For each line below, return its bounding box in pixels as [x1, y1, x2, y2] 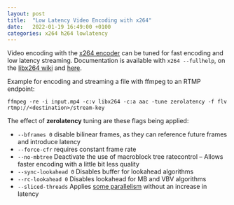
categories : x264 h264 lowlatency [7, 29, 109, 37]
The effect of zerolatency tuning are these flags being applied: [7, 117, 189, 125]
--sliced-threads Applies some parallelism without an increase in [17, 183, 207, 191]
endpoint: [7, 85, 35, 93]
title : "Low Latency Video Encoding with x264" [7, 17, 152, 24]
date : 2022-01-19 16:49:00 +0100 [7, 23, 111, 30]
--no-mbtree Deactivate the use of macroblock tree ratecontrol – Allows [17, 153, 223, 161]
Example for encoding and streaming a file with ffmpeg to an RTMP [7, 78, 201, 86]
